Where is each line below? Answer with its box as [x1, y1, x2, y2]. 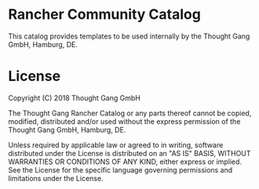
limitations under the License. [8, 173, 104, 183]
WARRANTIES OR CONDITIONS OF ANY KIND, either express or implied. [8, 157, 242, 166]
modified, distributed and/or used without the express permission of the [8, 116, 241, 126]
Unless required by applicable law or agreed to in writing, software [8, 140, 224, 150]
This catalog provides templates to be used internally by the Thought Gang [8, 31, 250, 41]
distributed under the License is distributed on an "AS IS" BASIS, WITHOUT [8, 148, 251, 158]
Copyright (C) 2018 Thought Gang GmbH [8, 93, 141, 103]
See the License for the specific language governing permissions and [8, 165, 233, 174]
